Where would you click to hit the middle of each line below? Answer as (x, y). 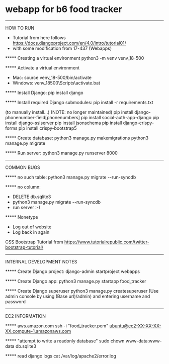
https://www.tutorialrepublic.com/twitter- (107, 242)
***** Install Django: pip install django (45, 93)
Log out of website (32, 227)
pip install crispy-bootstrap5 (48, 128)
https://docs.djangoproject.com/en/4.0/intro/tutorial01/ (69, 43)
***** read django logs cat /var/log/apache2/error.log (61, 356)
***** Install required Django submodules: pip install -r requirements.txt (79, 102)
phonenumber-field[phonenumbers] (43, 117)
